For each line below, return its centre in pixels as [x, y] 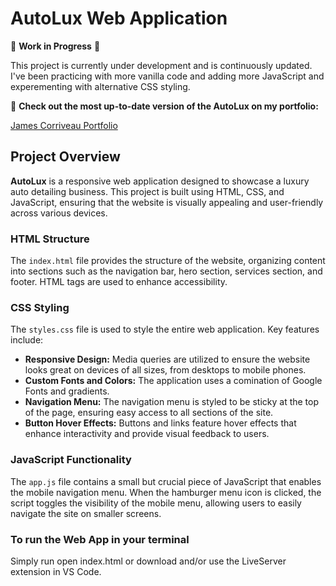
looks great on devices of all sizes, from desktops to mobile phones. [165, 370]
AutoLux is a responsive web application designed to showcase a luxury [160, 181]
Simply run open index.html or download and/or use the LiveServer [148, 561]
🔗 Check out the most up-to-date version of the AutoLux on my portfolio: [164, 106]
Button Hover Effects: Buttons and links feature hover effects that [160, 423]
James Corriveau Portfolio [64, 125]
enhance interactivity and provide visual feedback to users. [147, 434]
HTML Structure [50, 239]
